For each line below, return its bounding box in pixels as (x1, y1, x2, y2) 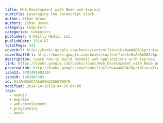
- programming (9, 106, 38, 111)
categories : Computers (5, 30, 51, 34)
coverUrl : (5, 47, 25, 52)
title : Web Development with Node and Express (5, 7, 101, 12)
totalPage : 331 (5, 43, 36, 48)
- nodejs (9, 92, 27, 97)
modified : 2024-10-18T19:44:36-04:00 (5, 83, 81, 89)
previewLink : (5, 66, 32, 71)
